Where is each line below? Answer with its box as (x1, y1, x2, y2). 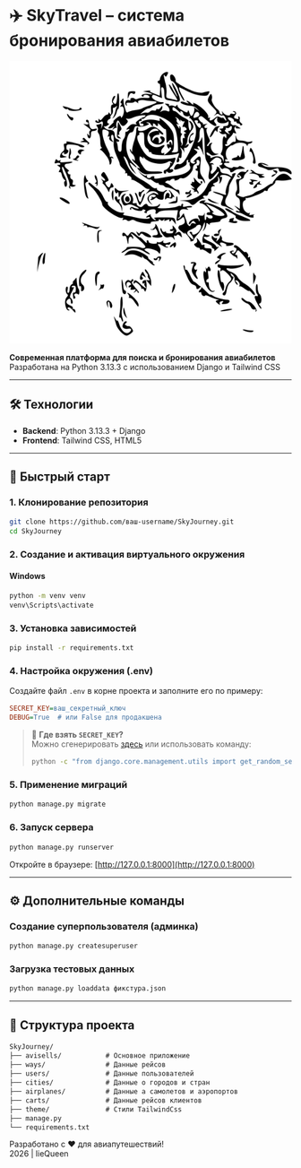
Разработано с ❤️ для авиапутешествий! (9, 1138, 164, 1150)
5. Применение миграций (9, 779, 128, 792)
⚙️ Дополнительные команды (9, 893, 185, 908)
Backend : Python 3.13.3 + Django (21, 425, 146, 436)
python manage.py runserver (9, 843, 115, 852)
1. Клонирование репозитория (9, 497, 149, 509)
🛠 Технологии (9, 397, 94, 412)
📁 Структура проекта (9, 1017, 135, 1033)
